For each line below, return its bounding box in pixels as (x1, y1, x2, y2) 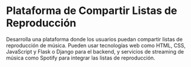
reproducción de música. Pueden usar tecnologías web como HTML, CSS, (6, 42, 186, 49)
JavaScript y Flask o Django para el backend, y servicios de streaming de (6, 48, 184, 55)
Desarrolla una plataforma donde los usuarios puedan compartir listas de (6, 36, 183, 43)
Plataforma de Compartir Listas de (6, 4, 177, 17)
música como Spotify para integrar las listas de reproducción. (6, 54, 156, 61)
